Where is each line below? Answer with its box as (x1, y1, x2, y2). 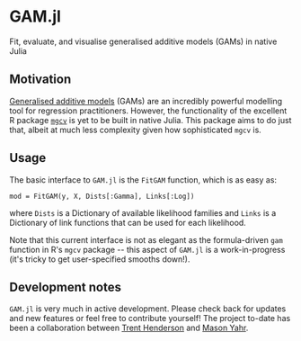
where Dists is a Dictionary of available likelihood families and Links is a (9, 207, 277, 218)
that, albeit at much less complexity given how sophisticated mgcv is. (9, 124, 262, 135)
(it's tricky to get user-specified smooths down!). (9, 254, 190, 265)
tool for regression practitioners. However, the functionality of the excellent (9, 105, 288, 116)
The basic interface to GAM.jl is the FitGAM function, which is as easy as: (9, 174, 277, 185)
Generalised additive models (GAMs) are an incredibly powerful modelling (9, 95, 283, 106)
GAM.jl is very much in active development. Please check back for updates (9, 303, 287, 314)
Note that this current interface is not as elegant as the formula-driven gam (9, 234, 283, 245)
